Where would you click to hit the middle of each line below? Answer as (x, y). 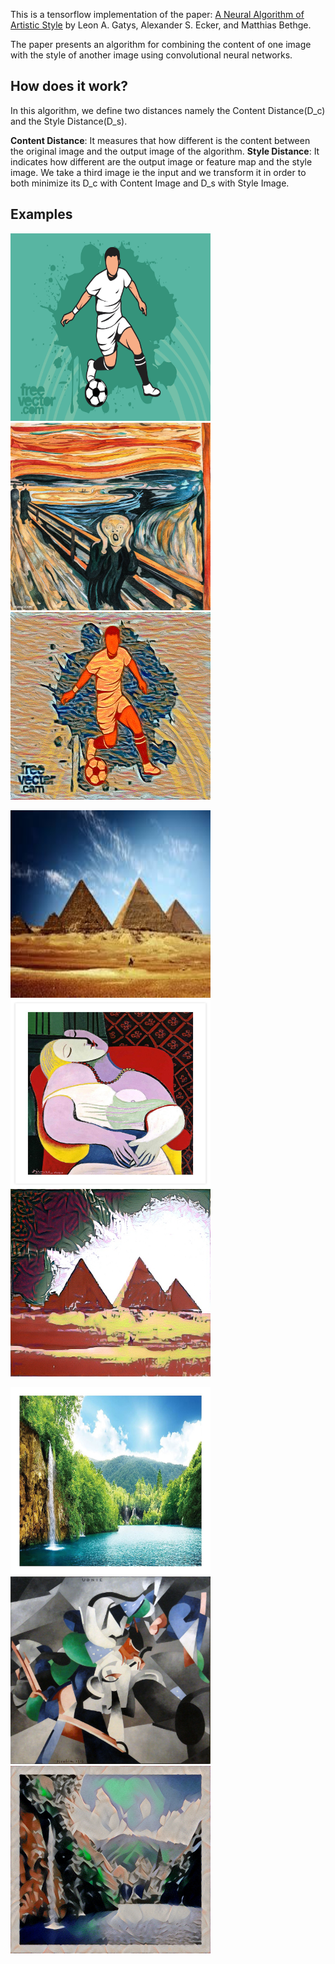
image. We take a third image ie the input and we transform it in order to (158, 172)
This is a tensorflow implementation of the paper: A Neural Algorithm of (157, 14)
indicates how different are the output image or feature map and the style (161, 161)
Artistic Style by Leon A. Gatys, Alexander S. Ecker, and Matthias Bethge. (161, 25)
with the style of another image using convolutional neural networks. (151, 55)
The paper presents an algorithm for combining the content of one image (161, 44)
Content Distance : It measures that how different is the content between (160, 140)
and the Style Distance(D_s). (69, 121)
